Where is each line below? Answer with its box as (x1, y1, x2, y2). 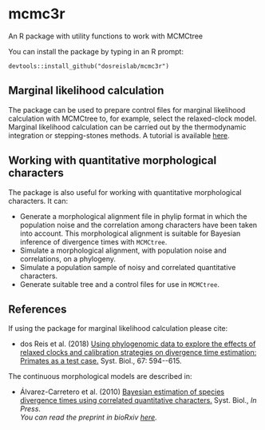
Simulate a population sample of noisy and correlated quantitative (19, 262, 236, 272)
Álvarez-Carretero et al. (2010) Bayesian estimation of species (19, 387, 225, 396)
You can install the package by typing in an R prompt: (8, 46, 184, 56)
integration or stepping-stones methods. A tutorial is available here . (8, 130, 230, 140)
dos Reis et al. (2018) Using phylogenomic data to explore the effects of (19, 339, 256, 348)
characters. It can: (8, 196, 69, 205)
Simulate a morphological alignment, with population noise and (19, 245, 227, 255)
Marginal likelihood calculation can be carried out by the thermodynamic (8, 121, 247, 132)
